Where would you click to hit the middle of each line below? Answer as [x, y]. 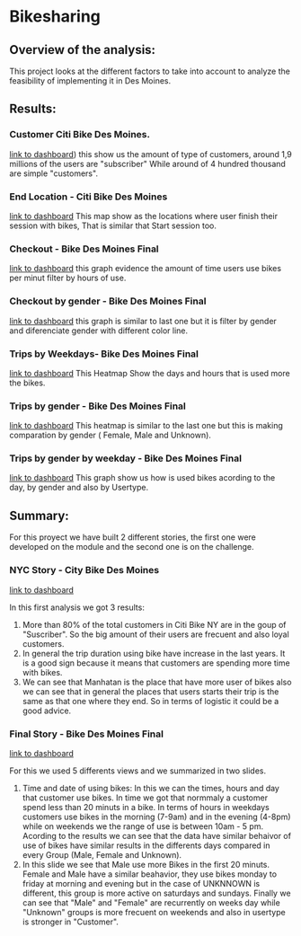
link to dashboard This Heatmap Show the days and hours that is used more [150, 373]
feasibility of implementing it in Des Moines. [90, 81]
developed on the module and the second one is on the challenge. [132, 547]
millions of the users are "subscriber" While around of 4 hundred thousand [147, 163]
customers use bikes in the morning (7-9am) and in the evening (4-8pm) [156, 817]
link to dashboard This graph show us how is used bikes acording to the [142, 478]
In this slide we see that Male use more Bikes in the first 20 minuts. [146, 864]
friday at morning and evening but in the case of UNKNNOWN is [141, 883]
